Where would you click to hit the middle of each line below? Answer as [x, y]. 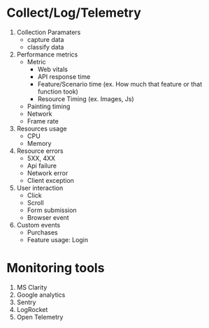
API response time [64, 76]
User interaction [40, 188]
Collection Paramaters [49, 32]
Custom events [38, 225]
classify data [45, 47]
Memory [39, 143]
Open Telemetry [40, 317]
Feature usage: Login [58, 239]
